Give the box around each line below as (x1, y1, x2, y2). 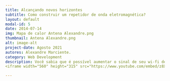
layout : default (5, 17, 39, 22)
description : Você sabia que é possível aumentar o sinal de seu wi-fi (5, 59, 159, 64)
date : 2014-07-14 (5, 26, 42, 31)
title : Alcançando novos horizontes (5, 7, 82, 13)
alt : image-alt (5, 40, 37, 46)
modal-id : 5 (5, 21, 30, 27)
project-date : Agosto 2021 (5, 45, 62, 50)
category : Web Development (5, 54, 62, 60)
